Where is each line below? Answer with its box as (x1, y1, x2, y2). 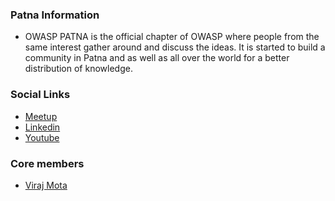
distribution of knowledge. (24, 63, 133, 75)
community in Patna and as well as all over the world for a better (24, 52, 290, 64)
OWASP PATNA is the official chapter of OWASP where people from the (24, 31, 320, 43)
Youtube (24, 131, 60, 143)
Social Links (10, 88, 71, 102)
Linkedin (24, 121, 61, 133)
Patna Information (10, 8, 100, 22)
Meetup (24, 110, 58, 122)
